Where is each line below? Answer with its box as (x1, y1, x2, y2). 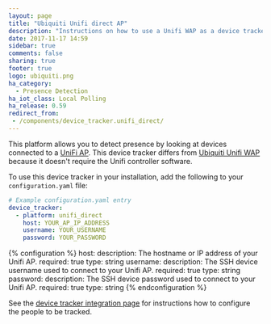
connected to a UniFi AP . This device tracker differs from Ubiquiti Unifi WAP (8, 147, 261, 158)
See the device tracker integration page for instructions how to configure (8, 298, 251, 308)
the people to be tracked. (8, 307, 93, 317)
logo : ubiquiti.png (8, 72, 74, 80)
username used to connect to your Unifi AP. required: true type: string (8, 266, 240, 276)
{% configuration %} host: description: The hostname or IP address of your (8, 248, 258, 259)
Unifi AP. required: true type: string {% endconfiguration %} (8, 283, 207, 292)
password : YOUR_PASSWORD (23, 234, 106, 242)
